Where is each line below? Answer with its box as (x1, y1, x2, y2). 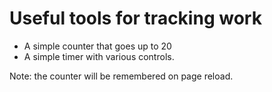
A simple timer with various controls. (23, 50, 175, 62)
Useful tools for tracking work (9, 7, 262, 30)
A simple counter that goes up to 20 (23, 40, 172, 52)
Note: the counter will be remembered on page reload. (9, 70, 234, 82)
